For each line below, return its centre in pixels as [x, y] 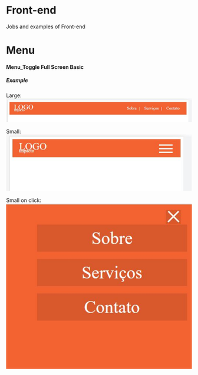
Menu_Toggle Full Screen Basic [45, 67]
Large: [14, 95]
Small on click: [24, 200]
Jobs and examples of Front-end [46, 26]
